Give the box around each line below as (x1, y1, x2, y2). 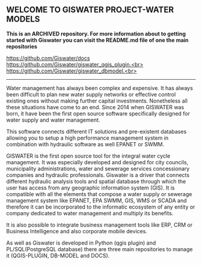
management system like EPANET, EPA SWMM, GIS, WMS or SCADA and (6, 197, 188, 204)
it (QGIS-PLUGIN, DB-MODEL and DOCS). (6, 252, 110, 259)
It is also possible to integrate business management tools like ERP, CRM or (6, 221, 193, 228)
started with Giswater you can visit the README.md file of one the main (6, 36, 189, 44)
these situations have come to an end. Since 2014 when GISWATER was (6, 103, 185, 110)
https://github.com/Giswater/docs (6, 54, 90, 62)
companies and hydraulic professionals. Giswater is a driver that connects (6, 171, 190, 179)
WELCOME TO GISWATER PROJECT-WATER (6, 5, 174, 15)
